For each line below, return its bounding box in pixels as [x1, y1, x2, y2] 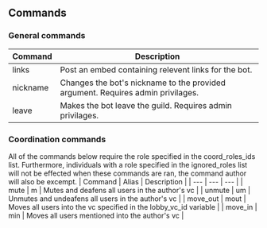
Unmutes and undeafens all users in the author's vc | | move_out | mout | [8, 194, 246, 203]
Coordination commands [8, 133, 106, 145]
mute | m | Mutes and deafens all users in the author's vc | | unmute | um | [8, 185, 251, 195]
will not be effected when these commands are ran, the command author [8, 168, 247, 178]
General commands [8, 30, 86, 41]
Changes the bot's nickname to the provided [60, 77, 226, 88]
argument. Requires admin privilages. [60, 87, 199, 98]
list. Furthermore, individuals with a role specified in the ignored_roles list [8, 160, 248, 169]
